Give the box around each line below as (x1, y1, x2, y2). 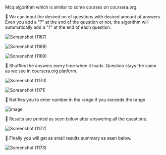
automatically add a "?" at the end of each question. (5, 24, 111, 30)
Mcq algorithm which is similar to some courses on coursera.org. (5, 4, 138, 10)
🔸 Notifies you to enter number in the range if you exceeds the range (5, 97, 145, 103)
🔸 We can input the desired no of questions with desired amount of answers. (5, 14, 162, 19)
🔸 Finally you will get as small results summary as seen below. (5, 135, 132, 141)
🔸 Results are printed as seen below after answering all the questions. (5, 116, 148, 122)
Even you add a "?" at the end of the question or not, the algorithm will (5, 19, 149, 25)
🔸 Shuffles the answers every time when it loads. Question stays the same (5, 63, 157, 68)
